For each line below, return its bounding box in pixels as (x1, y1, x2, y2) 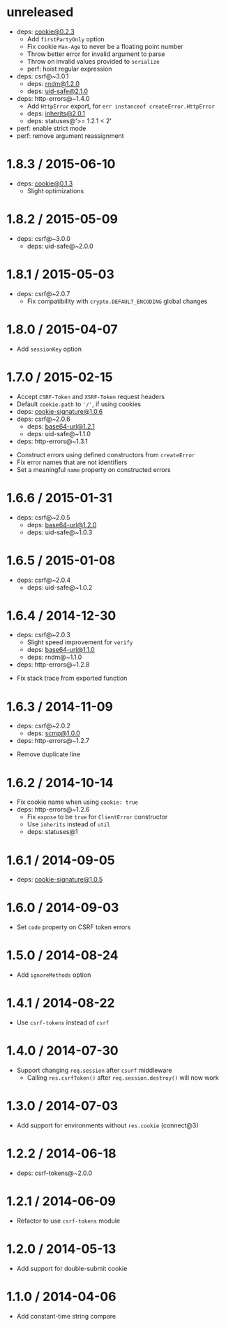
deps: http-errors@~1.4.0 (16, 94, 90, 102)
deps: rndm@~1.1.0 (27, 653, 82, 662)
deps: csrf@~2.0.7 (16, 289, 70, 298)
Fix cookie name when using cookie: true (16, 798, 139, 806)
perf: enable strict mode (16, 124, 86, 132)
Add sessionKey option (16, 345, 82, 353)
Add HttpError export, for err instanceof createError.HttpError (27, 102, 216, 110)
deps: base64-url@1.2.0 (27, 520, 97, 529)
